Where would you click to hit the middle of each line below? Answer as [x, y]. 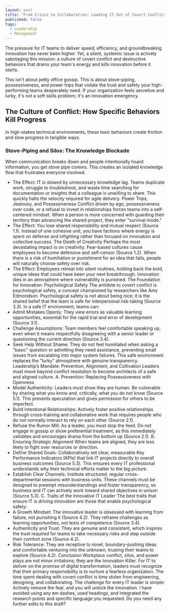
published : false [24, 19]
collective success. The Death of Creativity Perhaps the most [76, 242]
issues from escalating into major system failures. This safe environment [88, 355]
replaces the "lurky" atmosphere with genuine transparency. [75, 361]
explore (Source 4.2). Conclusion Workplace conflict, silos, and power [86, 556]
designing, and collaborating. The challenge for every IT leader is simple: [89, 583]
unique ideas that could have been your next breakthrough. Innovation [86, 274]
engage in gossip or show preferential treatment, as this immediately [84, 431]
